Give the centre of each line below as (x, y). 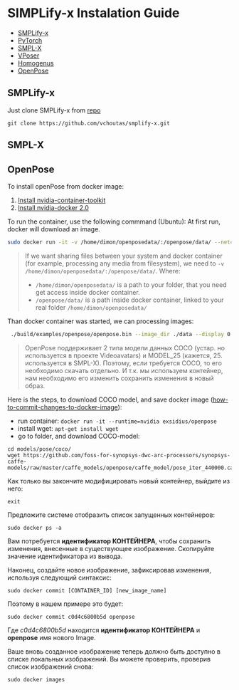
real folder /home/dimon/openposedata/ (91, 307)
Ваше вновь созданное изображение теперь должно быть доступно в (114, 651)
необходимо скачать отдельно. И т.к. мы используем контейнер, (124, 370)
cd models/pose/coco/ (39, 449)
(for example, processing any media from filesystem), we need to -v (124, 263)
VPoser (28, 56)
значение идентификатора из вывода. (65, 556)
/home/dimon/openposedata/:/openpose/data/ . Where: (102, 271)
